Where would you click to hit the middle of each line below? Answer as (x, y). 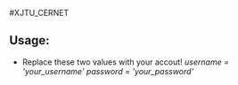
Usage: (30, 40)
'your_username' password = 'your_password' (108, 71)
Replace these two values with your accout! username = (126, 62)
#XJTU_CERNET (39, 13)
